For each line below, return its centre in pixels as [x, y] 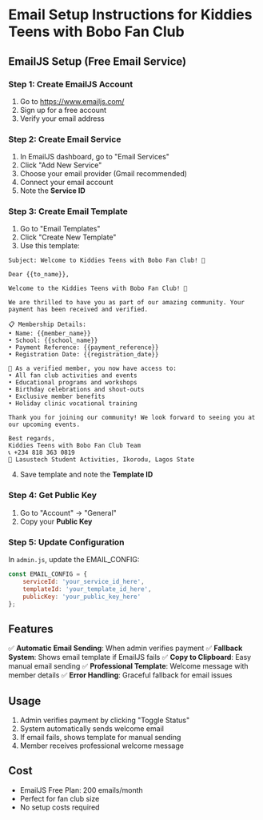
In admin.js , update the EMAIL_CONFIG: [74, 560]
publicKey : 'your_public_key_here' [82, 597]
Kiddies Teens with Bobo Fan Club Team [75, 446]
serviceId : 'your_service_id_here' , [84, 581]
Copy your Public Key [56, 521]
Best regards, [32, 439]
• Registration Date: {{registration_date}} [84, 355]
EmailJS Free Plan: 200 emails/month [82, 790]
